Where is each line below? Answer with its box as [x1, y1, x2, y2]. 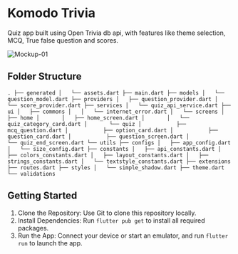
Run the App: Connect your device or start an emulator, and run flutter [17, 231, 229, 240]
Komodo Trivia [7, 5, 96, 21]
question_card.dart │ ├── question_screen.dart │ [7, 133, 190, 140]
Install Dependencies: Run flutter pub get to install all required [17, 216, 205, 225]
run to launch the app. [17, 238, 83, 247]
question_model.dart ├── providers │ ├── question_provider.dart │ [7, 95, 219, 102]
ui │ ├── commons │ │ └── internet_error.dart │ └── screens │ [7, 108, 224, 115]
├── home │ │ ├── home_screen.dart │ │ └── [7, 114, 190, 122]
